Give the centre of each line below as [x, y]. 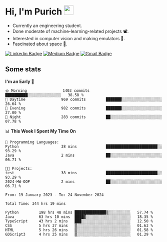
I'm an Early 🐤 [20, 81]
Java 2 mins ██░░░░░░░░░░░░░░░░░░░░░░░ [84, 155]
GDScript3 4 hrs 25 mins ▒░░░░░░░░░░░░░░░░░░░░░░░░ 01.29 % [79, 234]
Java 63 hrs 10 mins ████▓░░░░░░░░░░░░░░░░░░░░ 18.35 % [79, 217]
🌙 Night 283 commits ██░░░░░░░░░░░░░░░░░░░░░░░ [84, 117]
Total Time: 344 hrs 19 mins [35, 203]
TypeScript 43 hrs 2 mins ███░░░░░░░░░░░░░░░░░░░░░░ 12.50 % [79, 221]
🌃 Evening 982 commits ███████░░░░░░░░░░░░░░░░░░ [84, 108]
